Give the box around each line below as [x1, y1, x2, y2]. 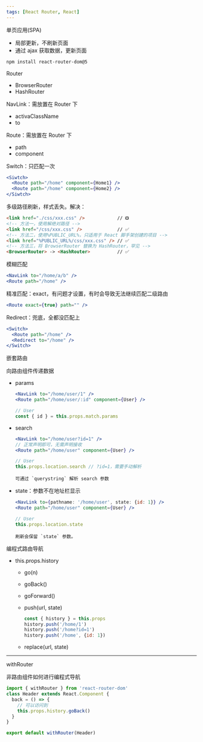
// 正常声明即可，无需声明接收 [14, 441, 82, 448]
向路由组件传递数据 [6, 367, 54, 375]
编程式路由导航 [6, 545, 43, 552]
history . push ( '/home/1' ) [24, 621, 87, 627]
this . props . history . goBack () [17, 708, 91, 714]
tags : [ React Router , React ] [6, 8, 80, 15]
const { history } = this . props [24, 616, 106, 622]
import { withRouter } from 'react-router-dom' [6, 685, 129, 692]
